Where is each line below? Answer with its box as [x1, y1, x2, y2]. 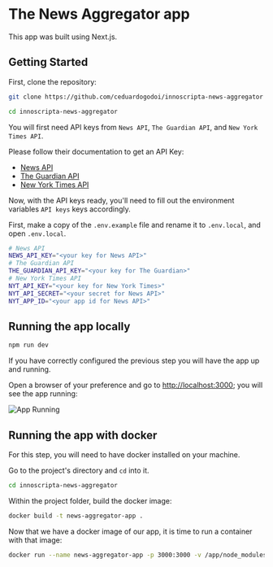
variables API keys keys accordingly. [8, 204, 132, 214]
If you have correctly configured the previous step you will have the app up [8, 355, 260, 366]
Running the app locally [8, 319, 131, 334]
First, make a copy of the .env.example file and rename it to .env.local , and [8, 220, 262, 229]
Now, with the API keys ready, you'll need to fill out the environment [8, 195, 235, 205]
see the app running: [8, 389, 78, 399]
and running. [8, 364, 51, 374]
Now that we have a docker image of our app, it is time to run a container [8, 526, 253, 536]
